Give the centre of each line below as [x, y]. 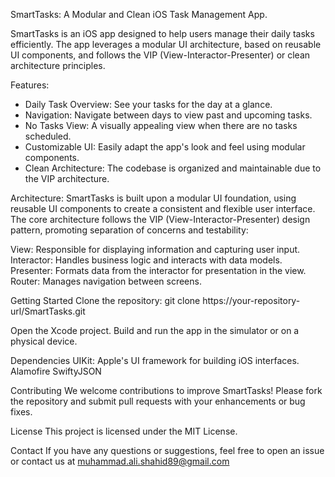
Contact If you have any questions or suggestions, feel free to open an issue [167, 450]
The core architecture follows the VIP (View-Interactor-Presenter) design [160, 219]
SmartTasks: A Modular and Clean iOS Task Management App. [139, 14]
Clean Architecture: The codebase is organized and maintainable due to [173, 168]
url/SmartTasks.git [48, 311]
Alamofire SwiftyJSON [56, 371]
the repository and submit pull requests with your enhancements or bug [158, 401]
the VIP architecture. [67, 178]
